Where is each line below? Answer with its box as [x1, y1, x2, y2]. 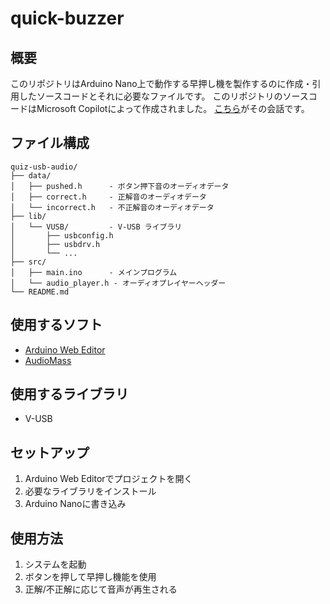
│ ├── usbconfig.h [10, 230, 114, 241]
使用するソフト [10, 317, 103, 334]
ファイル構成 [10, 135, 90, 152]
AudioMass [24, 354, 72, 366]
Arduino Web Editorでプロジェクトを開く [24, 473, 193, 485]
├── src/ [10, 257, 47, 267]
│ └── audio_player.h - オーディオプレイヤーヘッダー [10, 278, 227, 288]
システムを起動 [24, 558, 87, 571]
